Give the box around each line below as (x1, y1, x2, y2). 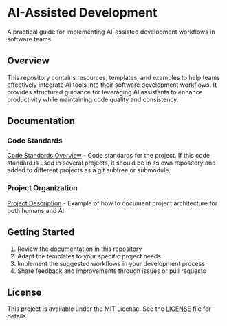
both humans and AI (7, 206, 65, 214)
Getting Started (7, 226, 75, 238)
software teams (7, 34, 52, 43)
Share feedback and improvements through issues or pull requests (17, 267, 206, 275)
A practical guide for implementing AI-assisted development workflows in (7, 28, 215, 36)
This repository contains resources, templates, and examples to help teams (7, 73, 220, 81)
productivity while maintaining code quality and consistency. (7, 95, 179, 103)
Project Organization (7, 183, 78, 193)
